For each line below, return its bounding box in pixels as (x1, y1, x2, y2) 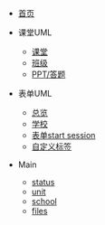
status (31, 177, 55, 187)
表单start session (31, 130, 96, 140)
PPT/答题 (31, 69, 66, 80)
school (31, 196, 57, 206)
